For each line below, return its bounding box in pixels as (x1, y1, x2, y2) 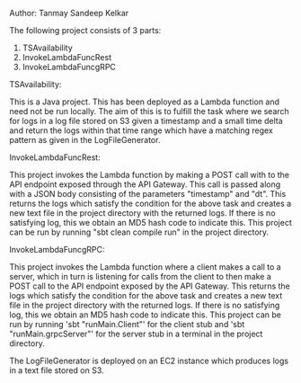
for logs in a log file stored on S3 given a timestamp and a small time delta (9, 116, 283, 126)
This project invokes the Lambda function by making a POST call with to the (9, 170, 290, 180)
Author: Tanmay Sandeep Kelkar (9, 8, 129, 18)
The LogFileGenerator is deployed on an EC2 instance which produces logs (9, 355, 289, 366)
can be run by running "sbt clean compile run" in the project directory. (9, 227, 270, 237)
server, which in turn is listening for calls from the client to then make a (9, 272, 272, 281)
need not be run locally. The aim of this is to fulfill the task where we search (9, 106, 289, 116)
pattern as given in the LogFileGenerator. (9, 135, 161, 145)
